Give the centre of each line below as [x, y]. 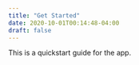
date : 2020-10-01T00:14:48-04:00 [64, 23]
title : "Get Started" [44, 15]
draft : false [30, 30]
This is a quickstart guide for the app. [70, 53]
